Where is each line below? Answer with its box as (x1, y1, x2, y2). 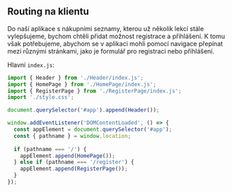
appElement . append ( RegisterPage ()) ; (20, 165, 129, 172)
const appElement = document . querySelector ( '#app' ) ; (13, 126, 173, 133)
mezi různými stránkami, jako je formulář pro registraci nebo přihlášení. (7, 47, 214, 55)
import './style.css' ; (7, 94, 74, 101)
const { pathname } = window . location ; (13, 132, 132, 140)
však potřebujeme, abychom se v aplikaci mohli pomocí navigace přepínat (7, 39, 224, 48)
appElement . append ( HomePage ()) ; (20, 152, 115, 160)
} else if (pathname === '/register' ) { (13, 159, 134, 166)
